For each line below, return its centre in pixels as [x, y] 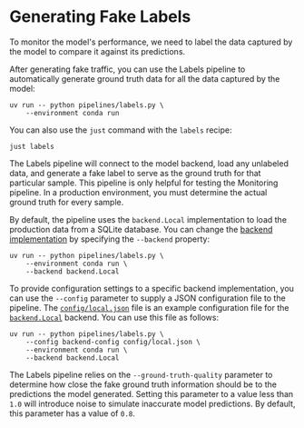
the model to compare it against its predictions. [98, 51]
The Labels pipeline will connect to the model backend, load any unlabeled [149, 163]
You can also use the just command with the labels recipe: [121, 130]
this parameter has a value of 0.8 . [73, 413]
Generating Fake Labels [100, 17]
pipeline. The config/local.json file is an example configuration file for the [149, 307]
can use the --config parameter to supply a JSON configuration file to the [147, 298]
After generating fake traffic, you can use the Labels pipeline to [127, 69]
